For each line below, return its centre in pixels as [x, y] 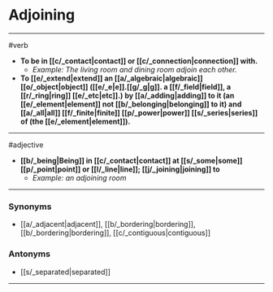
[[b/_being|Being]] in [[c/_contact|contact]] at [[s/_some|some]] [131, 160]
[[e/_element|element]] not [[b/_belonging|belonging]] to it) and [131, 104]
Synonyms [30, 207]
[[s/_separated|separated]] [65, 272]
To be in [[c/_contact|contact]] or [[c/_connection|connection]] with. [139, 61]
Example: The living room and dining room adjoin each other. [134, 69]
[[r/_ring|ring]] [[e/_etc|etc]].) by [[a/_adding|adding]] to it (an [127, 95]
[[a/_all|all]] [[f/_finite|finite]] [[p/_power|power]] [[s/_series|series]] [139, 112]
